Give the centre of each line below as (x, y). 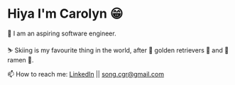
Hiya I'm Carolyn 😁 (65, 14)
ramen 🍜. (21, 59)
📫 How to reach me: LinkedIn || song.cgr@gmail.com (86, 74)
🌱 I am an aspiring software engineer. (62, 33)
